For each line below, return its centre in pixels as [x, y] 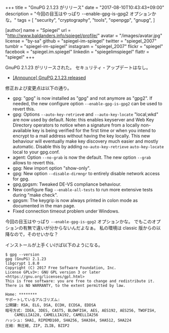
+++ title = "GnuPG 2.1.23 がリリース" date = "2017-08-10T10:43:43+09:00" [85, 7]
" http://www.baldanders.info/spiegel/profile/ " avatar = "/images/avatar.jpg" [84, 35]
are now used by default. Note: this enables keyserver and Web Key [83, 120]
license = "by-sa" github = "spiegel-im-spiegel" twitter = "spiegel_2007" [81, 41]
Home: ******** [21, 295]
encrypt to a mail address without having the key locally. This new [81, 136]
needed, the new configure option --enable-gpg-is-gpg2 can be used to [88, 103]
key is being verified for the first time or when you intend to [94, 130]
